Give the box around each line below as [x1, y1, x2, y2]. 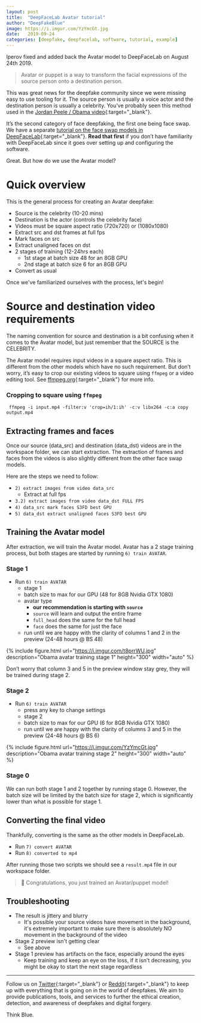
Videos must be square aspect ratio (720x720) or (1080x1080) [14, 222, 169, 229]
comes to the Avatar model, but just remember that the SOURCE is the [6, 339, 179, 346]
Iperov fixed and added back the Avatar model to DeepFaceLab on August [6, 53, 189, 60]
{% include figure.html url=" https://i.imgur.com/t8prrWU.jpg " [6, 647, 157, 654]
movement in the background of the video [23, 931, 127, 938]
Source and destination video [6, 300, 156, 313]
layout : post [6, 8, 39, 15]
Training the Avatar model [6, 527, 105, 537]
